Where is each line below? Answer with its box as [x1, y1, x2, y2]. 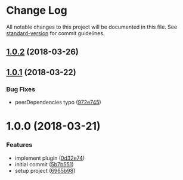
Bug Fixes [6, 85, 36, 93]
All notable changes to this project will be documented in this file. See [6, 23, 178, 30]
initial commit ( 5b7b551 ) [14, 160, 74, 167]
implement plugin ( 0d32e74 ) [14, 154, 85, 162]
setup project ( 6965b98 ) [14, 167, 76, 174]
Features [6, 141, 33, 149]
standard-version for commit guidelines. [6, 29, 105, 36]
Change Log [6, 4, 67, 17]
